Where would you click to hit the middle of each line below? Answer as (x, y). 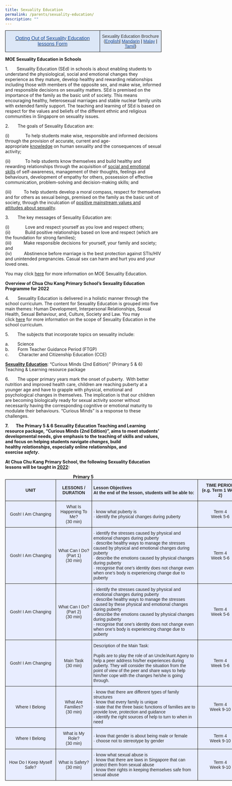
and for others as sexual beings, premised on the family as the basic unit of (82, 197)
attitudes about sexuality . (31, 208)
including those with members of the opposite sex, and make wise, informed (83, 85)
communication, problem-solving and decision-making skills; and (72, 183)
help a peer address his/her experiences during (139, 661)
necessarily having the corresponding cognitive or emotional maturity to (79, 405)
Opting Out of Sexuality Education (53, 38)
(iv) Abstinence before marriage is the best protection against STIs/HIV (83, 254)
